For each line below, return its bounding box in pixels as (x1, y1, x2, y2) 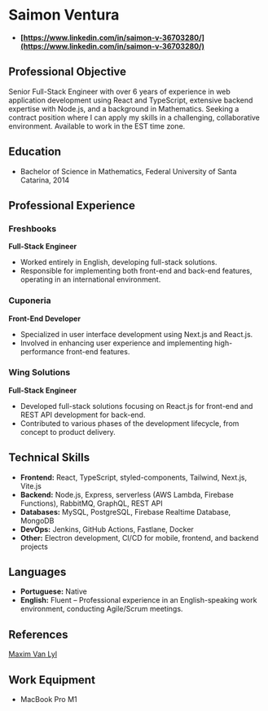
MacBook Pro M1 (20, 695, 77, 704)
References (8, 627, 68, 641)
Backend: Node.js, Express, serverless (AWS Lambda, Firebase (20, 489, 235, 499)
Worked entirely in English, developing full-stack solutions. (20, 257, 217, 267)
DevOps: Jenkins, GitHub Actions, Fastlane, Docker (20, 524, 194, 534)
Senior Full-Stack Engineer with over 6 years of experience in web (8, 86, 231, 96)
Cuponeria (8, 295, 51, 306)
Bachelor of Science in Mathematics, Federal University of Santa (20, 166, 238, 176)
